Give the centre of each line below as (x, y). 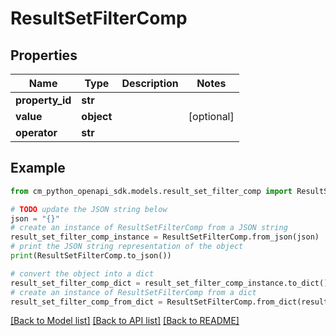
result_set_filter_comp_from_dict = (86, 302)
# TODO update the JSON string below (89, 209)
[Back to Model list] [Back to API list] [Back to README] (125, 321)
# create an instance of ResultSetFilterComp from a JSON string (149, 228)
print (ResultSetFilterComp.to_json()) (91, 256)
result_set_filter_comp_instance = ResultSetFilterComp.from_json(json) (165, 237)
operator (36, 132)
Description (150, 83)
